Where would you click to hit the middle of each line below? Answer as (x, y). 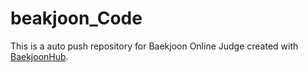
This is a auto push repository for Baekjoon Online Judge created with (154, 46)
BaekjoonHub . (39, 56)
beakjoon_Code (76, 18)
